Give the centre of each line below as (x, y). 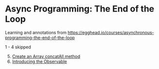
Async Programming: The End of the (79, 9)
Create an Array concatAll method (46, 56)
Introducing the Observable (39, 61)
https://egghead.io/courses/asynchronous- (111, 32)
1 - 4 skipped (18, 47)
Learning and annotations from (36, 32)
